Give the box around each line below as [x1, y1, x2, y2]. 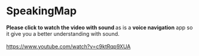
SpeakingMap [6, 4, 77, 18]
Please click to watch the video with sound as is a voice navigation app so [6, 24, 193, 31]
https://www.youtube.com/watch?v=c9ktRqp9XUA [6, 43, 131, 50]
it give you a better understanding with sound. [6, 30, 120, 37]
